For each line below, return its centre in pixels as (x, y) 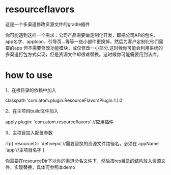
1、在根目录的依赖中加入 (31, 90)
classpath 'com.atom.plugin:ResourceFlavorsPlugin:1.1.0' (64, 100)
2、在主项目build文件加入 (32, 111)
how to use (29, 75)
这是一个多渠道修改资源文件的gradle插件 (48, 24)
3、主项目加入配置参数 (29, 133)
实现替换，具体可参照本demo (45, 167)
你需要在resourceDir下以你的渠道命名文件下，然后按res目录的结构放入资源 (83, 161)
